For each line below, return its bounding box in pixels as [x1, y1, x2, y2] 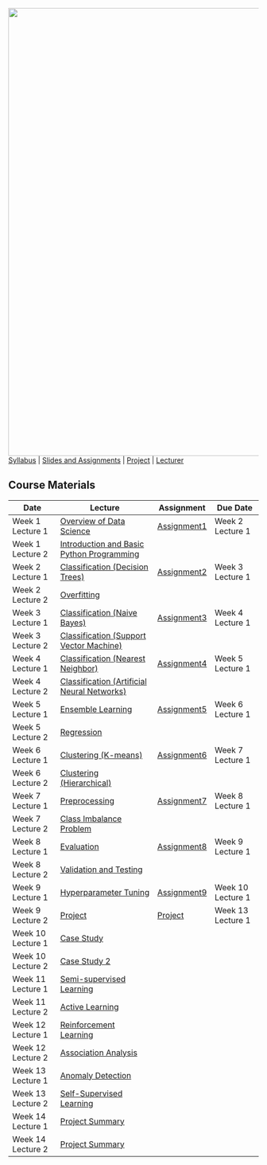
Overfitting [60, 589, 101, 600]
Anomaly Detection [60, 1069, 132, 1081]
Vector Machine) [60, 639, 123, 651]
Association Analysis [60, 1047, 137, 1058]
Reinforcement [60, 1019, 115, 1030]
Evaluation [60, 841, 99, 852]
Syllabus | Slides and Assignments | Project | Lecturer [8, 455, 184, 465]
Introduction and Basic [60, 538, 145, 549]
